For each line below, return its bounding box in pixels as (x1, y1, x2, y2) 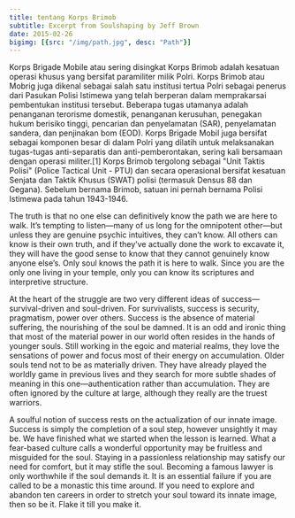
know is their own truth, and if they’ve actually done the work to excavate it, (9, 239, 285, 250)
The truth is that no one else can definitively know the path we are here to (9, 211, 278, 221)
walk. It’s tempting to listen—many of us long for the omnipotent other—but (9, 220, 283, 231)
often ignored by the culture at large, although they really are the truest (9, 388, 268, 398)
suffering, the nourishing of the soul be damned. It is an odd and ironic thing (9, 322, 286, 333)
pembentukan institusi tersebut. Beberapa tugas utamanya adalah (9, 99, 249, 111)
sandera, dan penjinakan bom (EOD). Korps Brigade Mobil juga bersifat (9, 128, 268, 138)
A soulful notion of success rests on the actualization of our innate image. (9, 414, 277, 425)
